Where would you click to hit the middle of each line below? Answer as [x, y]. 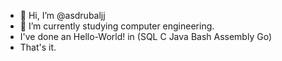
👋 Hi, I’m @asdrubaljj [62, 15]
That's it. [38, 47]
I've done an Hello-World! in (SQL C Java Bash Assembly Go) [145, 36]
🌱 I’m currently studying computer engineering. [117, 26]
